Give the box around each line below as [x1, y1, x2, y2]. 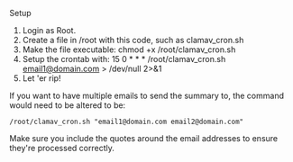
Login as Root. [22, 25, 77, 35]
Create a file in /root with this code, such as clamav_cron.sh [22, 35, 244, 45]
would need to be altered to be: [9, 100, 126, 111]
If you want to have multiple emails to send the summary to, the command [9, 90, 284, 101]
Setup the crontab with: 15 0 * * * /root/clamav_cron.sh [22, 54, 226, 64]
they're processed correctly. [9, 143, 114, 153]
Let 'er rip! [22, 73, 61, 84]
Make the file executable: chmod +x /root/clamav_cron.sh [22, 44, 236, 55]
